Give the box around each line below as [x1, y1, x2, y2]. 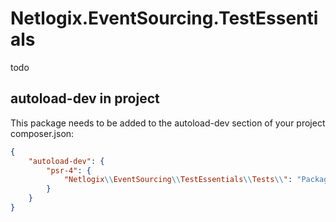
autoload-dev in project [10, 90, 160, 107]
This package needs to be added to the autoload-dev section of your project [10, 117, 326, 129]
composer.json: [10, 127, 75, 139]
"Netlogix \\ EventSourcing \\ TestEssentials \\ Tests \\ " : [63, 175, 293, 185]
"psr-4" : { [46, 165, 92, 176]
